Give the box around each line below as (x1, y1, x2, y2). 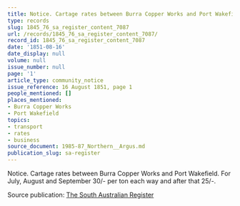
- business (7, 136, 40, 143)
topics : (7, 116, 31, 123)
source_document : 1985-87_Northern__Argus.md (7, 143, 145, 150)
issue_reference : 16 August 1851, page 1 (7, 83, 133, 91)
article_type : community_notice (7, 76, 104, 84)
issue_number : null (7, 63, 66, 71)
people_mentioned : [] (7, 90, 72, 97)
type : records (7, 17, 50, 24)
